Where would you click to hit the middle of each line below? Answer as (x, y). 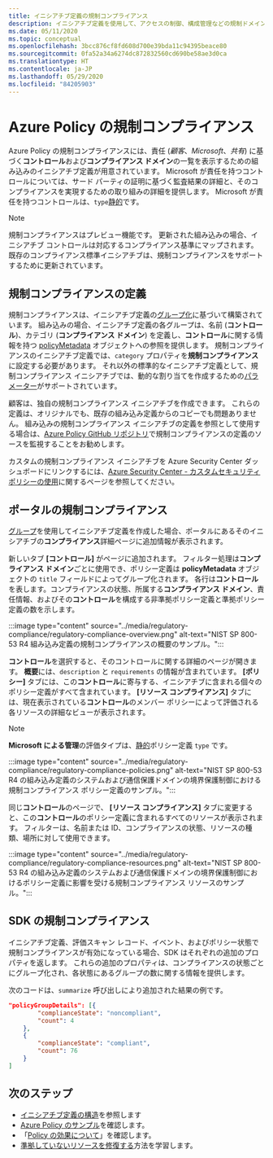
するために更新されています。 (58, 265)
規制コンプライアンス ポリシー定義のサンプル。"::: (92, 790)
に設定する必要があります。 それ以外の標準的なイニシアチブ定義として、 (130, 366)
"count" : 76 (58, 1051)
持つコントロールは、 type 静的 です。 (83, 202)
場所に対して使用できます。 (69, 838)
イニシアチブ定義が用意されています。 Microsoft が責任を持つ (139, 171)
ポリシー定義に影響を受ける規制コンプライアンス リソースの (123, 883)
